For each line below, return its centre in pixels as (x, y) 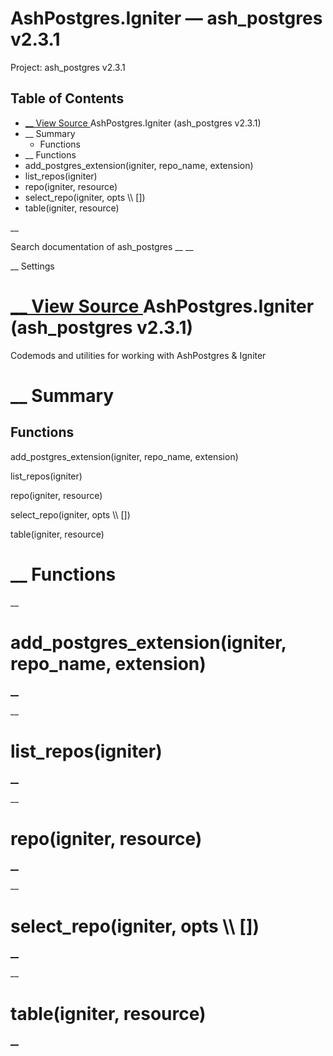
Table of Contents (67, 98)
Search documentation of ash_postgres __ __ (102, 246)
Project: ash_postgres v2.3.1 (68, 67)
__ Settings (32, 266)
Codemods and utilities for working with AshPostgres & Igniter (138, 355)
